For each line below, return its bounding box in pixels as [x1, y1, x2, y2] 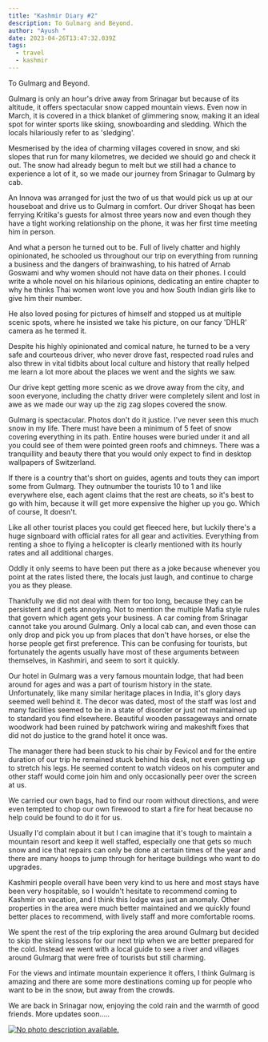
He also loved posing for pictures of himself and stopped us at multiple [8, 309, 242, 319]
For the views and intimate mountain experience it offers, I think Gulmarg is [8, 968, 255, 977]
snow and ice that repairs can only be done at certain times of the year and [8, 845, 256, 855]
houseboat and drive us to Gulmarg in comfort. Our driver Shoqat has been [8, 201, 256, 210]
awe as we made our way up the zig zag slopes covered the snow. [8, 399, 227, 409]
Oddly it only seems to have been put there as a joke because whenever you [8, 563, 261, 573]
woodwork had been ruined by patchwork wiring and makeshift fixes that [8, 722, 250, 731]
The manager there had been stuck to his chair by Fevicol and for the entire [8, 746, 258, 755]
